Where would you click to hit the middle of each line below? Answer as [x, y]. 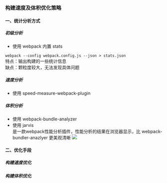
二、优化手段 [18, 150]
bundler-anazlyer [30, 138]
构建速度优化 [18, 162]
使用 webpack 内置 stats [37, 46]
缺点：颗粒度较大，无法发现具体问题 [42, 68]
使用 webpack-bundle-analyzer [45, 119]
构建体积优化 [18, 176]
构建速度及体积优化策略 [33, 7]
